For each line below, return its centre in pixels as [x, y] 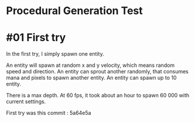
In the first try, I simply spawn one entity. [55, 54]
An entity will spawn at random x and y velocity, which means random [90, 65]
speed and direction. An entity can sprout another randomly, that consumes [97, 72]
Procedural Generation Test [75, 11]
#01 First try [36, 38]
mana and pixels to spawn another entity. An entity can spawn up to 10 [91, 78]
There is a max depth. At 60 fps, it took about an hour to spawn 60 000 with [98, 96]
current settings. [26, 101]
